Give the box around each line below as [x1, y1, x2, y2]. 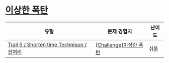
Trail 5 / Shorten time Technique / [8, 41, 87, 48]
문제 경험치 [107, 28, 132, 35]
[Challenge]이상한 [95, 41, 137, 48]
